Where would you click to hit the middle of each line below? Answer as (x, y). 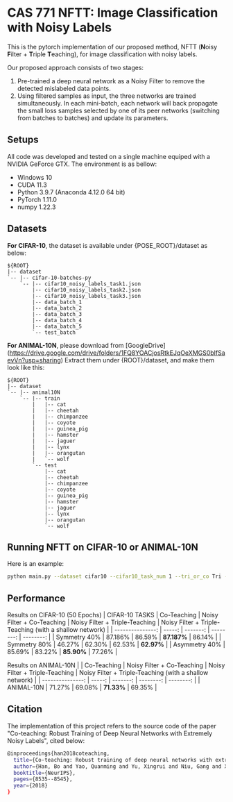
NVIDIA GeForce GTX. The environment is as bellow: (82, 164)
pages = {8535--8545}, (43, 779)
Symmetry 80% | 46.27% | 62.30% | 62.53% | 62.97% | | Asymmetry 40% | (116, 644)
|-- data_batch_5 (57, 326)
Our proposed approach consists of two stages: (76, 67)
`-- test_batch (54, 332)
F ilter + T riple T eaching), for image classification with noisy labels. (102, 54)
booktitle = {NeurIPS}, (45, 773)
